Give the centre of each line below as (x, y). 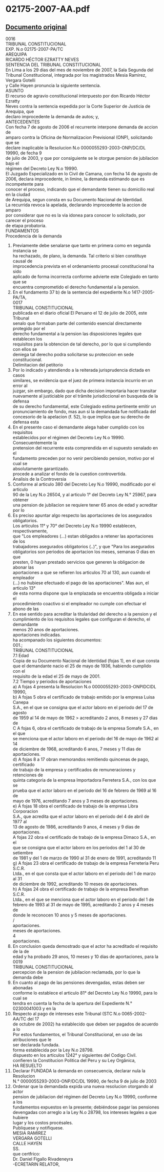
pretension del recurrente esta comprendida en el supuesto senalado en (85, 448)
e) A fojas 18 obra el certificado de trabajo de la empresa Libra (75, 806)
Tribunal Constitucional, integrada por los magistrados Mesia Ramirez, (76, 75)
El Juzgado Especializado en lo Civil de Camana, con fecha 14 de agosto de (82, 174)
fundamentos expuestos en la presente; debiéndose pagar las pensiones (86, 1107)
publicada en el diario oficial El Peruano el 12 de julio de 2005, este (80, 313)
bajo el (12, 163)
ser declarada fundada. (36, 1045)
